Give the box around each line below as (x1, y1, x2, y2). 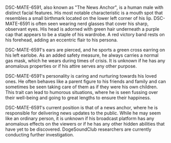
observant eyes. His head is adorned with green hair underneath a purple (5, 26, 160, 32)
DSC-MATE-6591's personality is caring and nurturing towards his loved (5, 73, 157, 79)
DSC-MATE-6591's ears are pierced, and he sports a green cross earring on (5, 47, 165, 53)
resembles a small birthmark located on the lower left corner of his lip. (5, 15, 153, 21)
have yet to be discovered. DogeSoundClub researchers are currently (5, 126, 152, 132)
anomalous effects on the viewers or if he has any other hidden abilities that (5, 121, 165, 127)
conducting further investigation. (5, 132, 75, 137)
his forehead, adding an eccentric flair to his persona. (5, 37, 118, 43)
